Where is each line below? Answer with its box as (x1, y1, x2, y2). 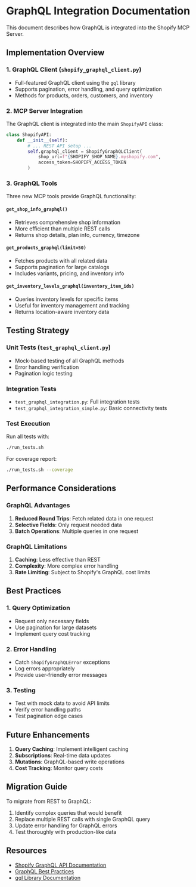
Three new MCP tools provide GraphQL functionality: (6, 193, 136, 200)
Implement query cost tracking (14, 630, 91, 637)
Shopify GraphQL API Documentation (14, 861, 107, 868)
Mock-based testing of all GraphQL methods (14, 357, 125, 364)
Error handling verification (14, 363, 79, 371)
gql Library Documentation (14, 874, 81, 881)
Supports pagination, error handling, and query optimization (14, 85, 162, 93)
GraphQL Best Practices (14, 867, 74, 875)
